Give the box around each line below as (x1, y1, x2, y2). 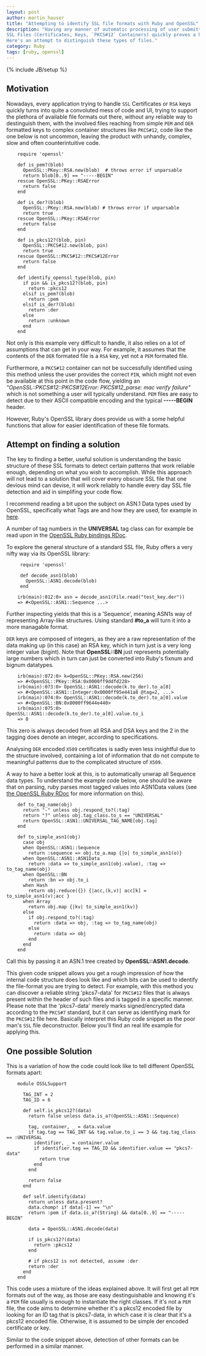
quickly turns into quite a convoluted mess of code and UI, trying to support (6, 106, 198, 114)
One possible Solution (6, 1046, 93, 1056)
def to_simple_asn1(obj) (17, 834, 81, 840)
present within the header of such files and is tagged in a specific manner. (6, 996, 194, 1003)
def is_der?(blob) (17, 199, 64, 206)
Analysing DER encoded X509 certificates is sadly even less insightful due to (6, 746, 196, 753)
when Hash (22, 883, 48, 889)
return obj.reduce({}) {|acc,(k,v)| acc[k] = (28, 888, 147, 894)
